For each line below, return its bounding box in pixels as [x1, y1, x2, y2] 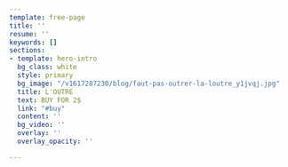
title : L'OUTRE [17, 87, 74, 96]
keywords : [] [9, 37, 58, 47]
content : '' [17, 112, 62, 121]
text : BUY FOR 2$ [17, 95, 82, 105]
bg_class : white [17, 63, 77, 72]
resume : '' [9, 29, 50, 38]
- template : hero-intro [9, 54, 98, 63]
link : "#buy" [17, 104, 66, 113]
